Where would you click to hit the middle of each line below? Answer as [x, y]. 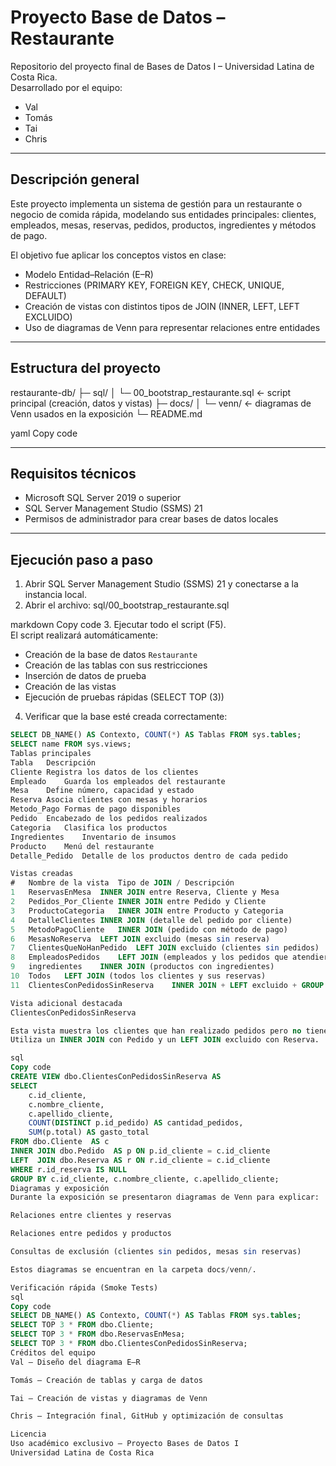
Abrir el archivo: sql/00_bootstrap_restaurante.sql [127, 605]
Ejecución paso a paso [82, 559]
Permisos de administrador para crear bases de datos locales [151, 519]
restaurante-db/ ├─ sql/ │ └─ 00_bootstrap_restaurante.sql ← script [151, 392]
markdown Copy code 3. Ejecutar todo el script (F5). [118, 625]
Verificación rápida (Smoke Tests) [84, 1287]
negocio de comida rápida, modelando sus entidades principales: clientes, [163, 214]
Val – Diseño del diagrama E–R [75, 1362]
